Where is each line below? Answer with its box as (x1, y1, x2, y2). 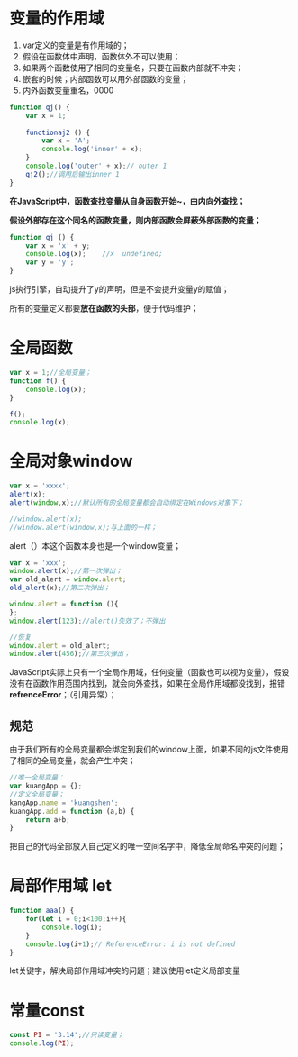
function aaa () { (9, 907, 75, 916)
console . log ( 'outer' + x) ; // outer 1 (25, 161, 167, 171)
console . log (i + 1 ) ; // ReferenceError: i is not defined (25, 939, 236, 949)
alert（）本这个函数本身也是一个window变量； (9, 540, 182, 551)
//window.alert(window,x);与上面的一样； (9, 523, 158, 532)
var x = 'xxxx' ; (9, 481, 70, 491)
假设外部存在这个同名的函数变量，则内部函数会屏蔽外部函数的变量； (9, 214, 262, 225)
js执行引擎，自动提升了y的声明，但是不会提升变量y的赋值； (9, 284, 230, 295)
